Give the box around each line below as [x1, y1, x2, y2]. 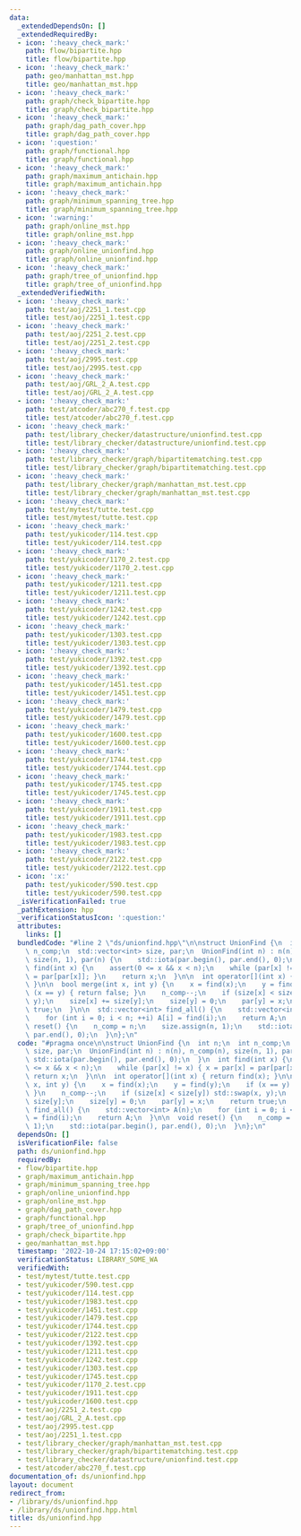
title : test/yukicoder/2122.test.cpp [25, 863, 167, 872]
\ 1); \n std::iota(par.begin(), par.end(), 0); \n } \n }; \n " [25, 1122, 267, 1131]
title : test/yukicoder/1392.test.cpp [25, 664, 167, 673]
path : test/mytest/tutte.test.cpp [25, 505, 154, 514]
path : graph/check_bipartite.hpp [25, 96, 150, 106]
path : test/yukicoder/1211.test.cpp [25, 580, 163, 589]
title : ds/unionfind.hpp [9, 1514, 102, 1523]
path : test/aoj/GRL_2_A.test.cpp [25, 380, 150, 389]
